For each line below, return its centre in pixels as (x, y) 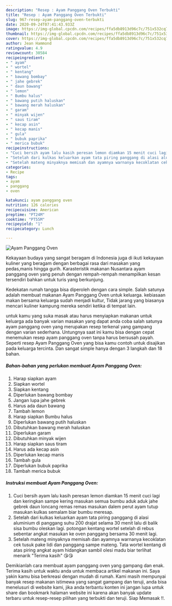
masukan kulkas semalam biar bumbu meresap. (63, 512)
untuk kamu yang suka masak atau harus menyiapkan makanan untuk (79, 316)
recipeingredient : (25, 58)
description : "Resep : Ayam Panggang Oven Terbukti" (63, 10)
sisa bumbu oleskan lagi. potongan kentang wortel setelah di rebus (83, 528)
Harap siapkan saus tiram (40, 444)
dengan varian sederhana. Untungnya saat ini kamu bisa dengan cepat (80, 332)
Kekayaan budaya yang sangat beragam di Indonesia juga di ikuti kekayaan (85, 258)
